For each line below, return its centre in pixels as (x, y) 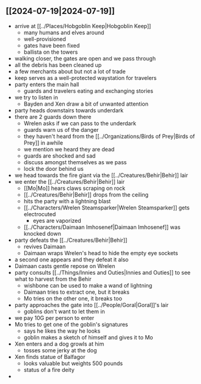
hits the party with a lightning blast (67, 201)
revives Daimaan (45, 246)
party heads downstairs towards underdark (69, 110)
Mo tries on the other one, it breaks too (73, 298)
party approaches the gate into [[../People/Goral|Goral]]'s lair (92, 305)
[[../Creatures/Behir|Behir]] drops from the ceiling (86, 194)
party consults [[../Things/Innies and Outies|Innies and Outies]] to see (102, 272)
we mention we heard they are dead (69, 149)
